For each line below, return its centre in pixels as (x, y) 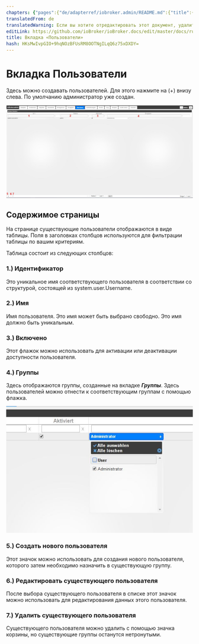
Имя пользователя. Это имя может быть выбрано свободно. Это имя (94, 316)
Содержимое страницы (53, 215)
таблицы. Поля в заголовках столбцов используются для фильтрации (94, 235)
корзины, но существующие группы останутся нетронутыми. (84, 634)
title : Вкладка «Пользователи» (45, 38)
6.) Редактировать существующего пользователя (82, 580)
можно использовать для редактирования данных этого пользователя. (97, 600)
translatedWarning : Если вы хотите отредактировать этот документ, (91, 25)
